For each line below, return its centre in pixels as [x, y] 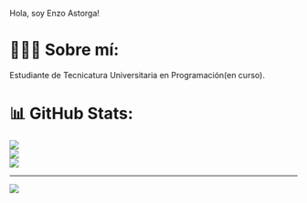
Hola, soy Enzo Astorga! [55, 13]
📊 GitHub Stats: [72, 114]
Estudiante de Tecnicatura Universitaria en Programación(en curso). [137, 75]
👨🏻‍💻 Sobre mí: [64, 50]
